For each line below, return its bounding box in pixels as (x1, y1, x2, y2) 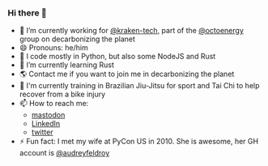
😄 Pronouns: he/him (19, 43, 88, 53)
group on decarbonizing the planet (19, 34, 135, 44)
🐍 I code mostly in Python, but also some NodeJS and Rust (19, 52, 216, 62)
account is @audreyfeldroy (19, 148, 110, 158)
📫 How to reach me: (19, 99, 89, 109)
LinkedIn (31, 119, 61, 129)
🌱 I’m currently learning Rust (19, 60, 115, 70)
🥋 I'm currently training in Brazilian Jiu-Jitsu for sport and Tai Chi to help (19, 81, 260, 91)
